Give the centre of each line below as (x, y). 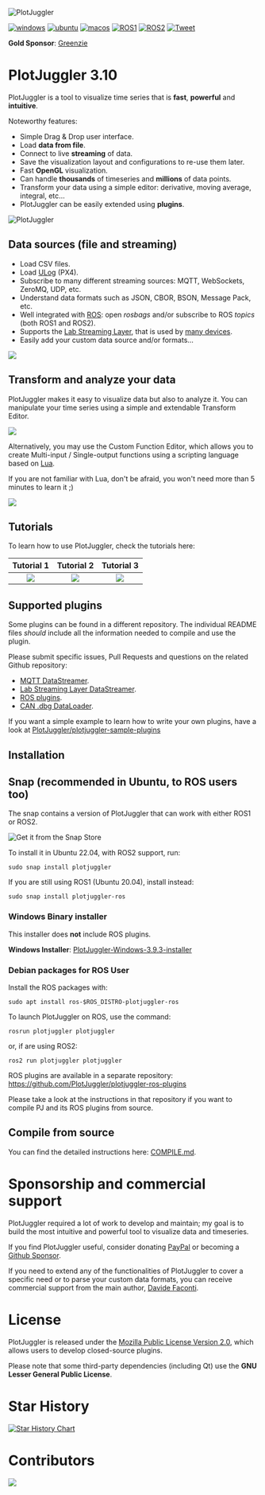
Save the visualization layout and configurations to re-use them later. (132, 162)
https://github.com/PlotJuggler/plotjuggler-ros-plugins (97, 1084)
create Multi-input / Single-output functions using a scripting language (124, 454)
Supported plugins (56, 605)
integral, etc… (42, 196)
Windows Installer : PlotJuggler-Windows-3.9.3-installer (100, 949)
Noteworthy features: (43, 121)
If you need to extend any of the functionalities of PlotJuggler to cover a (126, 1271)
